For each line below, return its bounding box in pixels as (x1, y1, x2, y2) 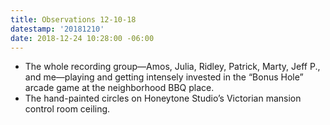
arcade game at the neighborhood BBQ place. (24, 82, 215, 94)
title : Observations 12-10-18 (10, 14, 137, 25)
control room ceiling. (24, 103, 111, 115)
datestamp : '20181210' (10, 24, 105, 34)
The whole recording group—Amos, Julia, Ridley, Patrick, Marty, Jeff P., (24, 61, 321, 73)
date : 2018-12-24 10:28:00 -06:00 (10, 33, 155, 43)
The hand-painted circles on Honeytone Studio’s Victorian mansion (24, 92, 302, 105)
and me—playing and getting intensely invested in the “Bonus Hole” (24, 71, 304, 83)
